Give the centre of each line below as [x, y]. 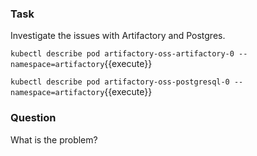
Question [33, 118]
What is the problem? [54, 139]
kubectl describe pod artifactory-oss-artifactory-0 [122, 54]
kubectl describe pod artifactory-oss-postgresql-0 [120, 82]
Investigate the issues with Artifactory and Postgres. [118, 36]
